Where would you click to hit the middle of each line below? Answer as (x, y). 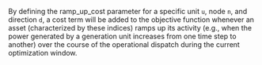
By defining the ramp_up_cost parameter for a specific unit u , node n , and (128, 11)
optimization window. (43, 53)
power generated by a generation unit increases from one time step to (122, 36)
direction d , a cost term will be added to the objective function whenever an (131, 20)
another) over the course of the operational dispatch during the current (124, 45)
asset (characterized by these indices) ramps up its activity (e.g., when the (130, 28)
